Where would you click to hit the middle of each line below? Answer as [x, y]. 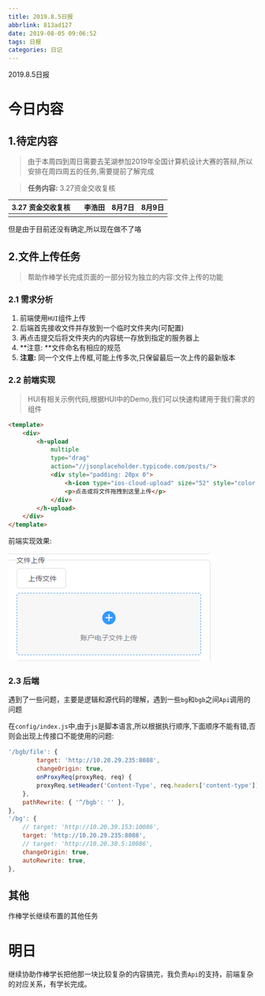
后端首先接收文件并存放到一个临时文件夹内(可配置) [102, 328]
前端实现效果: [30, 541]
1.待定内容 [33, 141]
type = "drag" [70, 458]
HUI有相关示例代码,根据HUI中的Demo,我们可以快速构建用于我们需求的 [141, 398]
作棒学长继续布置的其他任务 [53, 916]
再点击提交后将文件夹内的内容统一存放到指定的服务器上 [109, 338]
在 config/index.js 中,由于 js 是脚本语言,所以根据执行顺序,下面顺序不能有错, [129, 726]
